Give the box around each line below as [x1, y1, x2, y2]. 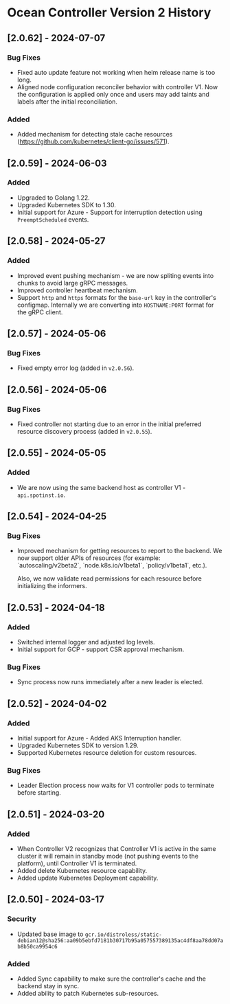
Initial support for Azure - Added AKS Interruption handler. [16, 734, 182, 742]
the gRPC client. [16, 307, 63, 316]
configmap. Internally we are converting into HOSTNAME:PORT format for [16, 301, 214, 309]
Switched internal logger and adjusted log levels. [16, 638, 155, 646]
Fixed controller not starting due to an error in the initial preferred [16, 420, 202, 428]
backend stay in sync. [16, 981, 80, 990]
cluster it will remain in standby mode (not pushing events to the [16, 852, 199, 860]
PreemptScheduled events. [16, 215, 89, 224]
